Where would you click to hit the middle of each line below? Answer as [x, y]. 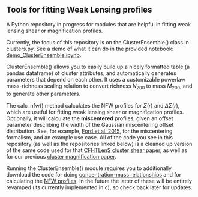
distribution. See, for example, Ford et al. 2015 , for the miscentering [89, 131]
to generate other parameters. [43, 94]
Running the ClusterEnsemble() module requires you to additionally [89, 168]
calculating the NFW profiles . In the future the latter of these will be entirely [99, 181]
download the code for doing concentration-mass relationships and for [94, 174]
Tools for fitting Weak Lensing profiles [79, 10]
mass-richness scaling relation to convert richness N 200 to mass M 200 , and [99, 86]
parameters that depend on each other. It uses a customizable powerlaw [96, 79]
